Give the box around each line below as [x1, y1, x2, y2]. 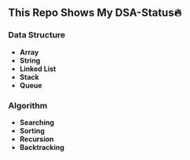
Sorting [19, 126, 46, 135]
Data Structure [8, 30, 66, 41]
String [19, 55, 41, 65]
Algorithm [8, 100, 48, 111]
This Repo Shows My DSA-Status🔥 [8, 6, 182, 20]
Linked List [19, 64, 57, 73]
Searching [19, 117, 55, 127]
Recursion [19, 134, 54, 144]
